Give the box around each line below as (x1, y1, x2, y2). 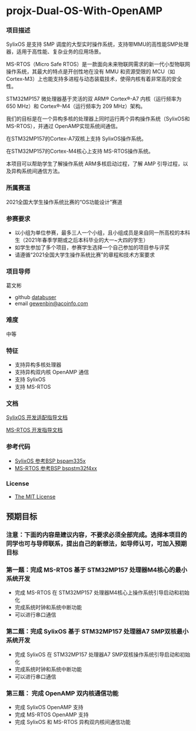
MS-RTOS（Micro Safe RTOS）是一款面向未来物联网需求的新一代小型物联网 (6, 61, 190, 68)
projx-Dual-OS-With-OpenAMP (6, 4, 163, 18)
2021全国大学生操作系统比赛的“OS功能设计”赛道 (6, 198, 122, 205)
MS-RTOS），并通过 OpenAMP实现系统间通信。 (6, 123, 121, 130)
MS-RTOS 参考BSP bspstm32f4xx (14, 464, 97, 471)
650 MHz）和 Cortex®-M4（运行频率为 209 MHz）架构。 (6, 103, 146, 110)
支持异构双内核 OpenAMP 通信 (14, 368, 89, 375)
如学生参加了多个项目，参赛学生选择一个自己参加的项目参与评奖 (14, 244, 170, 251)
